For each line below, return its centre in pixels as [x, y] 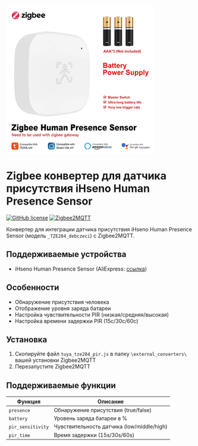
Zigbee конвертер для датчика [86, 176]
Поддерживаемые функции [61, 385]
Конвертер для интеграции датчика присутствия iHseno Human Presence [99, 229]
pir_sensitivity [29, 427]
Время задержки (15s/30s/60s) [94, 435]
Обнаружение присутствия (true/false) [103, 410]
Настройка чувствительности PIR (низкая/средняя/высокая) [92, 314]
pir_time [20, 435]
